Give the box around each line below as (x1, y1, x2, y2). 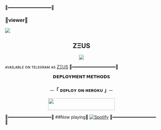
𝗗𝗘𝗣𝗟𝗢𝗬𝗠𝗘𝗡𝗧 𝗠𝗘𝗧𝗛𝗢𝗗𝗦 (52, 74, 111, 80)
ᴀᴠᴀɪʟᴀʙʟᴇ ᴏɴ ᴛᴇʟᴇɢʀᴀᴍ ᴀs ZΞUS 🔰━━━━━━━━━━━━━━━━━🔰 (5, 64, 119, 70)
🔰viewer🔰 (5, 17, 28, 23)
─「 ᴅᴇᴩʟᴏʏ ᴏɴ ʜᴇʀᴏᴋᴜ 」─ (50, 87, 113, 93)
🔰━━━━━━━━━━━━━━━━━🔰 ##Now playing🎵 (5, 114, 89, 120)
